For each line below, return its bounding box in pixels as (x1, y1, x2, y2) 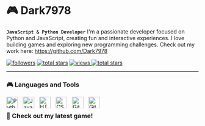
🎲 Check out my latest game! (6, 112, 93, 121)
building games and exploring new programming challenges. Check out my (6, 41, 195, 48)
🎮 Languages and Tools (6, 80, 79, 89)
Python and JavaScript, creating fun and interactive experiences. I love (6, 34, 185, 41)
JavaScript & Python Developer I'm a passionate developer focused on (6, 27, 185, 35)
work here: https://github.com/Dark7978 (6, 47, 108, 54)
